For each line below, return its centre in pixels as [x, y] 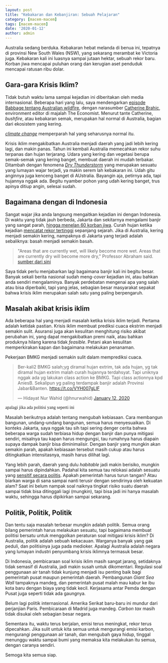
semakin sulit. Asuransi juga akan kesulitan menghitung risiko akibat [75, 331]
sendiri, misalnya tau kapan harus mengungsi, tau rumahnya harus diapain [82, 439]
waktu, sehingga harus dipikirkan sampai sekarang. [58, 497]
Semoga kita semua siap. [31, 655]
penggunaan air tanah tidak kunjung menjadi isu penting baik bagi [73, 572]
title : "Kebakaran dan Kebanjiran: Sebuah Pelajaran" [63, 15]
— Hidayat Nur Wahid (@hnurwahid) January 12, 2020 [74, 398]
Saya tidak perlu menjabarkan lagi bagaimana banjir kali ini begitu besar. [80, 271]
